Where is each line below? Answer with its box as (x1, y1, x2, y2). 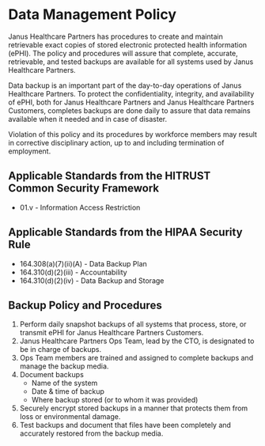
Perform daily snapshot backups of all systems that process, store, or (19, 319, 247, 329)
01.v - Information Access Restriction (19, 202, 141, 212)
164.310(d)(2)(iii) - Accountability (19, 267, 128, 277)
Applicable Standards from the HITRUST (8, 169, 211, 183)
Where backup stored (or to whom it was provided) (31, 395, 199, 405)
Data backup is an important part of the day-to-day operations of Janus (8, 81, 242, 90)
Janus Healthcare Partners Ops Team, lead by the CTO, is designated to (19, 336, 255, 346)
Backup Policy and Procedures (8, 298, 162, 312)
